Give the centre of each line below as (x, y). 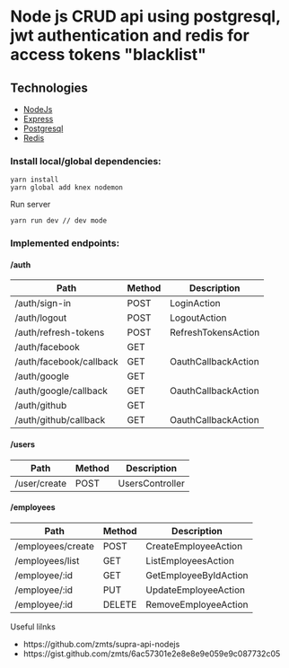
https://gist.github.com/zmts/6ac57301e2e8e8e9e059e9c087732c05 (152, 654)
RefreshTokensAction (215, 332)
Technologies (49, 88)
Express (38, 119)
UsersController (151, 483)
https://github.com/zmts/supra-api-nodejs (101, 644)
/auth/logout (41, 318)
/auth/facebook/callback (67, 362)
